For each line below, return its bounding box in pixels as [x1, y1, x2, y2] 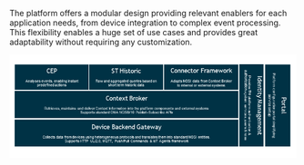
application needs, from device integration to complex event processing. [9, 17, 281, 28]
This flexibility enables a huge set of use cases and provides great [9, 27, 258, 37]
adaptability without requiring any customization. [9, 36, 193, 47]
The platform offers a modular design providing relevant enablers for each [9, 8, 288, 18]
